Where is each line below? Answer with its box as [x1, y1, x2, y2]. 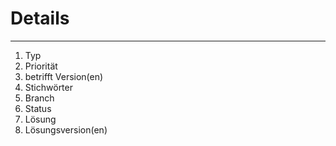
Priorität [24, 60, 58, 72]
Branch [24, 92, 55, 104]
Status [24, 102, 52, 114]
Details [10, 7, 70, 30]
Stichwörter [24, 81, 73, 93]
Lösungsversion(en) [24, 123, 108, 136]
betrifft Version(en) [24, 70, 104, 82]
